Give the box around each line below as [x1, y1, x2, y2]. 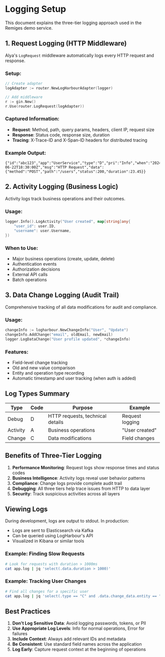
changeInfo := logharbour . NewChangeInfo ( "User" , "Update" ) [5, 328, 129, 333]
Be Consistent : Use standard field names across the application [12, 641, 142, 647]
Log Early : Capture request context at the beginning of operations [12, 647, 146, 653]
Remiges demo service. [5, 25, 53, 31]
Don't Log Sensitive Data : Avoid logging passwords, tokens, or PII [12, 620, 146, 626]
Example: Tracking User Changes [5, 578, 87, 585]
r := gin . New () [5, 99, 36, 104]
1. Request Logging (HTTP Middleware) [5, 39, 127, 48]
